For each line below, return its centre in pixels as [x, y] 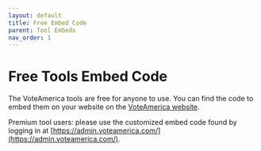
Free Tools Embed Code [88, 77]
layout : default [35, 15]
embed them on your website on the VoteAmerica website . [104, 107]
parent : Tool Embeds [42, 30]
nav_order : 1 [30, 38]
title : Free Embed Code [48, 23]
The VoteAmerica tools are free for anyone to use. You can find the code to [131, 99]
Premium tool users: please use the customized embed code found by [123, 123]
